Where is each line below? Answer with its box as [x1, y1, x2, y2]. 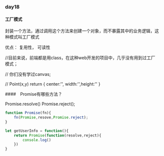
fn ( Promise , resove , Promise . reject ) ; [14, 115, 89, 120]
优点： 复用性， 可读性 [5, 45, 50, 50]
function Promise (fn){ [5, 111, 51, 115]
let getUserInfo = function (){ [5, 128, 69, 133]
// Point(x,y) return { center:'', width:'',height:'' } [5, 81, 101, 87]
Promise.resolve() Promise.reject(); [5, 101, 76, 107]
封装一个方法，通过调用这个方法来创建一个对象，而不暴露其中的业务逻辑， [5, 28, 155, 34]
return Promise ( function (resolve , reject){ [14, 133, 102, 138]
